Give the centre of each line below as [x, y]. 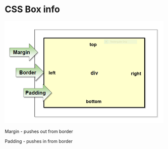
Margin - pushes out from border [39, 132]
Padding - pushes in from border [39, 141]
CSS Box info [32, 9]
